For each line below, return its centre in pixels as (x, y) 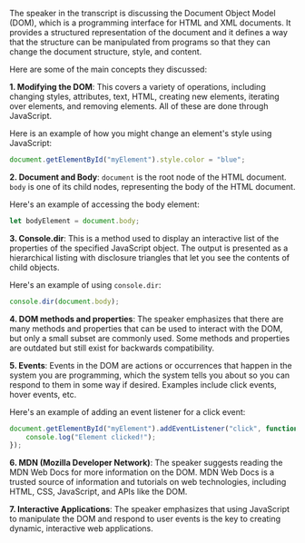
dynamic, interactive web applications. (82, 528)
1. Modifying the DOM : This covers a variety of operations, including (138, 87)
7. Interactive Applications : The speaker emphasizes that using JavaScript (150, 509)
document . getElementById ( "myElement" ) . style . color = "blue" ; (128, 160)
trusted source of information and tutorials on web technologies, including (148, 482)
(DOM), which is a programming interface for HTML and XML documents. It (150, 23)
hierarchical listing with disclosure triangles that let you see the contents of (150, 257)
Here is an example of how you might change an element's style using (141, 133)
